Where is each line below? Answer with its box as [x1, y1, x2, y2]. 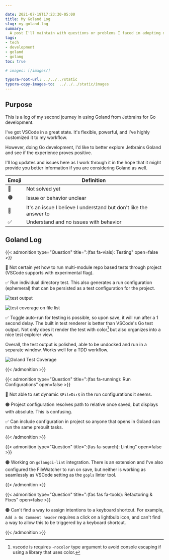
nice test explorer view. [5, 332, 54, 338]
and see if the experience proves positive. [5, 150, 92, 156]
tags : [5, 35, 17, 40]
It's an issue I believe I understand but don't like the [26, 204, 148, 211]
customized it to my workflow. [5, 134, 67, 141]
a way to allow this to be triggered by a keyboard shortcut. [5, 520, 126, 526]
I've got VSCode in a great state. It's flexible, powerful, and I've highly [5, 129, 150, 135]
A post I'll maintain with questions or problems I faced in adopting [10, 31, 161, 36]
